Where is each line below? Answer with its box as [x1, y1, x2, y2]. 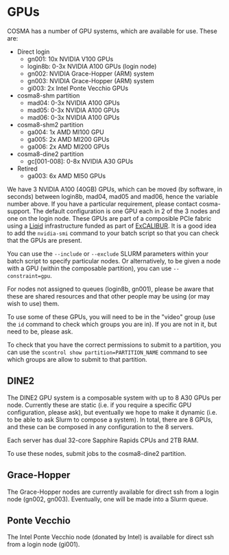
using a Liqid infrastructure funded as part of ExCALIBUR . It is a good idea [7, 221, 217, 230]
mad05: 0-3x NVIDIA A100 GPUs [27, 106, 120, 114]
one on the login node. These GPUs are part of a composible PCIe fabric [7, 214, 212, 222]
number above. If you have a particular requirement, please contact [7, 199, 197, 208]
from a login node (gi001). [7, 541, 80, 549]
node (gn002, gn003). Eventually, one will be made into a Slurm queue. [7, 494, 208, 503]
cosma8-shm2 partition [16, 120, 84, 129]
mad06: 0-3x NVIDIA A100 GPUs [27, 113, 120, 121]
